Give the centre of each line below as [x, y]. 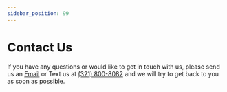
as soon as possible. [36, 81]
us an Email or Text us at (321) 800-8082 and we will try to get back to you [113, 73]
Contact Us [40, 47]
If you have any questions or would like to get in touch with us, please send [113, 67]
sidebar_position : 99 [38, 13]
